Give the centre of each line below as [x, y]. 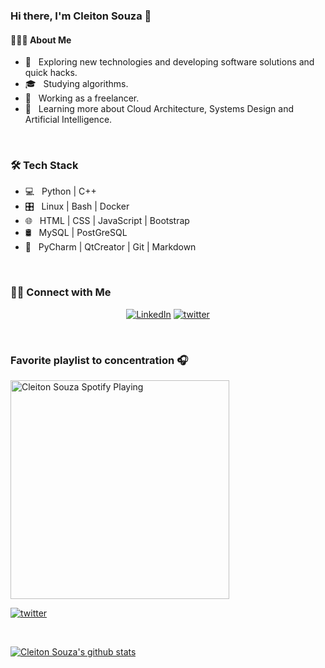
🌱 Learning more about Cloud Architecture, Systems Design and [159, 109]
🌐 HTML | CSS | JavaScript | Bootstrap [107, 221]
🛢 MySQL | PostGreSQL [76, 233]
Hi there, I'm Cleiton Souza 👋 [81, 16]
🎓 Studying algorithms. [76, 84]
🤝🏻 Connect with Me [61, 292]
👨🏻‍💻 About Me [41, 40]
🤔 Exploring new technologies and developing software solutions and [169, 62]
